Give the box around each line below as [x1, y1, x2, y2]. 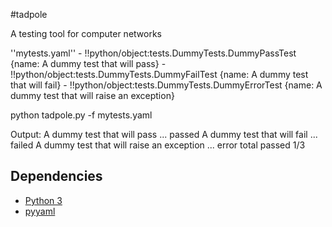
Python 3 [24, 194, 63, 206]
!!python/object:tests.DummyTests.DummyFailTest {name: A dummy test [10, 69, 309, 80]
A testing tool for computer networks [10, 28, 162, 39]
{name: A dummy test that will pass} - [10, 58, 167, 69]
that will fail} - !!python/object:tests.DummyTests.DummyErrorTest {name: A [10, 79, 323, 91]
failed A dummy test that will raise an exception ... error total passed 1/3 [10, 139, 306, 151]
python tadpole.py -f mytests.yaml [10, 109, 153, 121]
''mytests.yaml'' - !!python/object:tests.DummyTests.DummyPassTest [10, 47, 297, 59]
